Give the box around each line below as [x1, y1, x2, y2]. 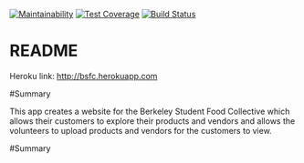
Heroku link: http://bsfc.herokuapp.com [9, 70, 158, 81]
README [9, 41, 79, 61]
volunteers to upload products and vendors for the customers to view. [9, 125, 272, 136]
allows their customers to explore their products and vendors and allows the [9, 115, 296, 127]
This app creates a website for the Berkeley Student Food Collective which [9, 106, 290, 117]
